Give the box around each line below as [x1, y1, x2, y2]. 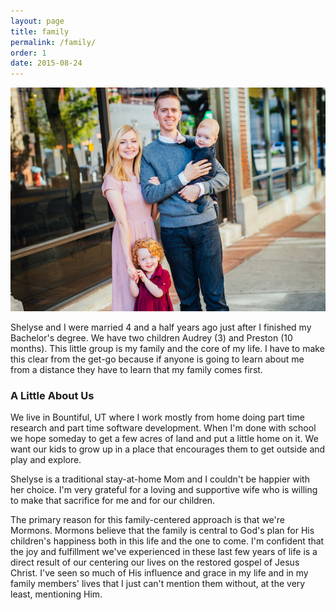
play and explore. [10, 454, 82, 466]
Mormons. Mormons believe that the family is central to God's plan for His [10, 525, 315, 537]
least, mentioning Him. [10, 588, 103, 600]
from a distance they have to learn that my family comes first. [10, 363, 263, 375]
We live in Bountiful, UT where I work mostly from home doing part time [10, 411, 305, 424]
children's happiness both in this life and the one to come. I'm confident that [10, 535, 325, 547]
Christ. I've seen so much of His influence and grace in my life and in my [10, 567, 309, 579]
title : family [10, 26, 70, 37]
